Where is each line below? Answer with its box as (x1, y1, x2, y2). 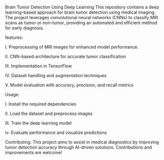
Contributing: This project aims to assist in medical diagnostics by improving (5, 139, 159, 145)
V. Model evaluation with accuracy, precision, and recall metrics (5, 82, 134, 88)
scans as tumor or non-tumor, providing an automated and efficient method (5, 20, 158, 26)
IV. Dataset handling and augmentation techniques (5, 73, 107, 78)
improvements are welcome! (5, 150, 63, 155)
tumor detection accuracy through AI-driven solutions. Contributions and (5, 144, 152, 150)
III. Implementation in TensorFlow (5, 63, 72, 69)
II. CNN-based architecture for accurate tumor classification (5, 53, 126, 59)
